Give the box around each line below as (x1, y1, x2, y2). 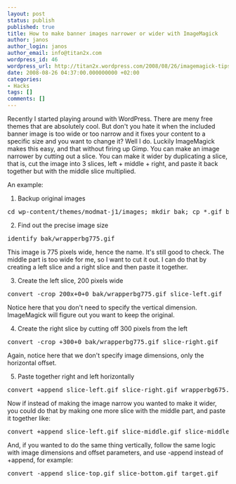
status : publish (7, 17, 55, 24)
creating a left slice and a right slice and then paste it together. (7, 263, 188, 271)
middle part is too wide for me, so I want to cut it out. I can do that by (7, 255, 207, 264)
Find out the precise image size (17, 221, 109, 229)
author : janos (7, 37, 49, 44)
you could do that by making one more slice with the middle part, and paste (7, 407, 226, 415)
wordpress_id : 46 (7, 56, 58, 63)
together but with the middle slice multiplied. (7, 167, 136, 175)
